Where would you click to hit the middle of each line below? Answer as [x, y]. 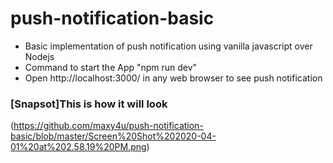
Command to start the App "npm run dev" [111, 67]
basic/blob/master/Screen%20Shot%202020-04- [113, 136]
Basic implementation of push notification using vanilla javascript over [168, 46]
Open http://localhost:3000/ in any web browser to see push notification [173, 78]
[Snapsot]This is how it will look [89, 104]
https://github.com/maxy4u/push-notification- [108, 126]
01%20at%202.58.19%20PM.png [78, 147]
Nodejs [39, 56]
